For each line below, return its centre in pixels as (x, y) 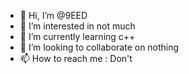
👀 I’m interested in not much (77, 26)
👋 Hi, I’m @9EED (53, 15)
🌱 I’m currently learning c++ (77, 36)
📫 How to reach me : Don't (76, 58)
